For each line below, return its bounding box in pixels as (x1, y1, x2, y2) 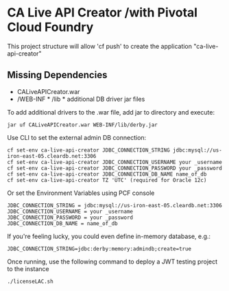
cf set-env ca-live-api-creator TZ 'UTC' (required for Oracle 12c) (7, 176, 207, 183)
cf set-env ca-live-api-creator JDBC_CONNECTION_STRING (7, 146, 170, 154)
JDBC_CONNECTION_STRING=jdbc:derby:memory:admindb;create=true (7, 245, 192, 252)
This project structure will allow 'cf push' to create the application (7, 42, 193, 50)
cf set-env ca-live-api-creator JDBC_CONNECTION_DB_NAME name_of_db (7, 170, 207, 178)
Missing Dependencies (7, 69, 108, 81)
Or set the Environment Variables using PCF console (7, 189, 155, 197)
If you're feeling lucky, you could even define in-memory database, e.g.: (7, 232, 211, 240)
